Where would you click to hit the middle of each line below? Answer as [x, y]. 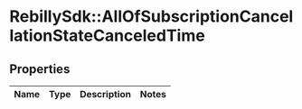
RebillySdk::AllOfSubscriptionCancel [151, 17]
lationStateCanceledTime [107, 36]
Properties [40, 69]
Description [105, 94]
